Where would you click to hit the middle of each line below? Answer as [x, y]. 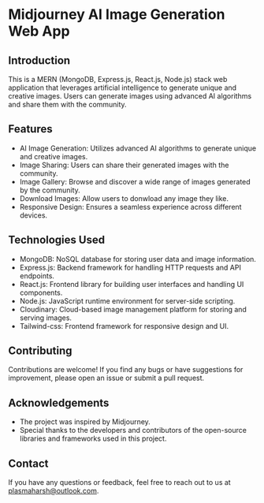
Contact [28, 463]
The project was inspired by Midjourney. [85, 422]
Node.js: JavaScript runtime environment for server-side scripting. [127, 300]
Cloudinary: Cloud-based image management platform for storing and [133, 309]
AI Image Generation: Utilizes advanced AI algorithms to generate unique [138, 148]
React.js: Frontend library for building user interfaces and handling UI [132, 284]
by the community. [50, 190]
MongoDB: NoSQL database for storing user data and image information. [138, 259]
